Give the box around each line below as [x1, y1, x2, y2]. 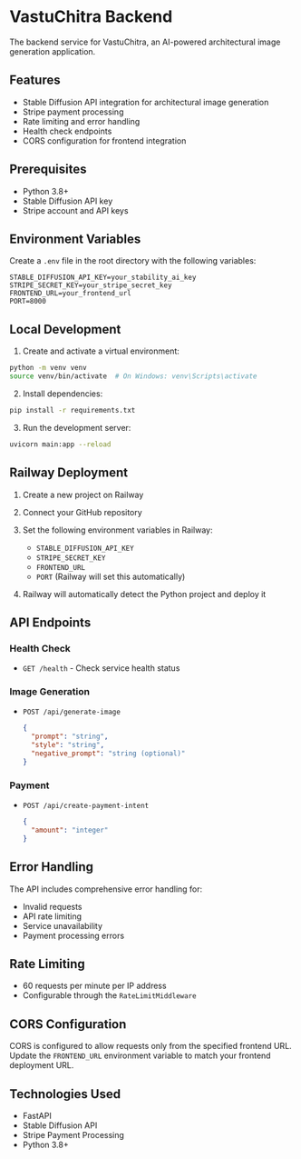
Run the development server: [22, 422, 131, 433]
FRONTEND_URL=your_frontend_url [9, 289, 131, 298]
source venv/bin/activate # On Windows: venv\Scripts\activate [9, 372, 257, 381]
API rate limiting [22, 911, 83, 922]
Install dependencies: [22, 388, 103, 399]
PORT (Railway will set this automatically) [35, 571, 186, 582]
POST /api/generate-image [22, 707, 121, 717]
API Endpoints [9, 614, 92, 630]
